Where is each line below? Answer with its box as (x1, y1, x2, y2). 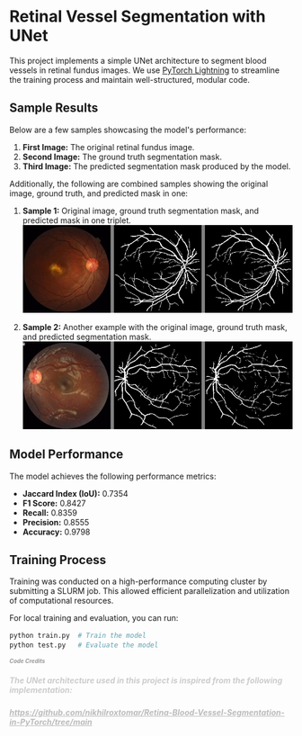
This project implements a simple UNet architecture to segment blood (9, 55, 267, 66)
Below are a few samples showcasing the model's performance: (9, 124, 247, 135)
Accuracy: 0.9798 (22, 526, 91, 537)
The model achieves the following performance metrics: (9, 471, 217, 481)
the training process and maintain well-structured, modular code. (9, 74, 250, 85)
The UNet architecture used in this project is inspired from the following (9, 675, 283, 686)
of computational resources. (9, 596, 114, 606)
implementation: (9, 684, 73, 695)
